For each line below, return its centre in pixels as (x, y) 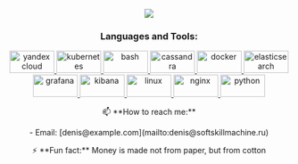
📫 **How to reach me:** (149, 112)
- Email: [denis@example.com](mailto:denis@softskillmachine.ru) (149, 133)
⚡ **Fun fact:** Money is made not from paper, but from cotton (149, 151)
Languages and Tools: (149, 36)
